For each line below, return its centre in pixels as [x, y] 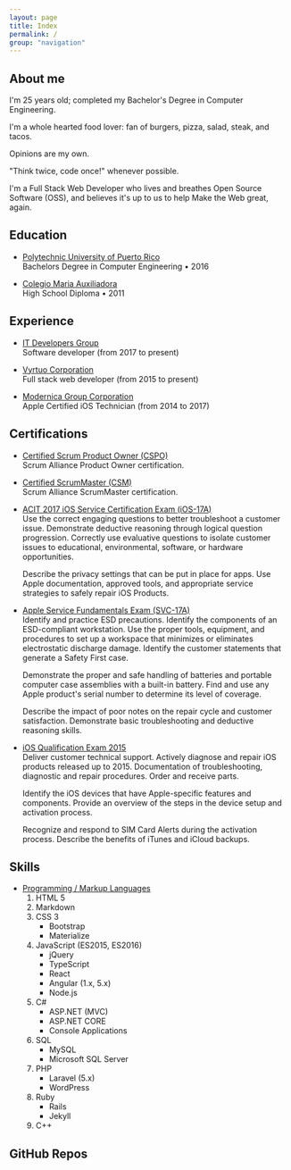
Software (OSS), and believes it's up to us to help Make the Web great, [139, 198]
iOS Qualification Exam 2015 [74, 748]
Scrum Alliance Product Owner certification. [103, 464]
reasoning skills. [52, 730]
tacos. [21, 137]
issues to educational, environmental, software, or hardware [133, 547]
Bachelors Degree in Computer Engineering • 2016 [116, 266]
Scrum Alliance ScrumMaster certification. [100, 491]
